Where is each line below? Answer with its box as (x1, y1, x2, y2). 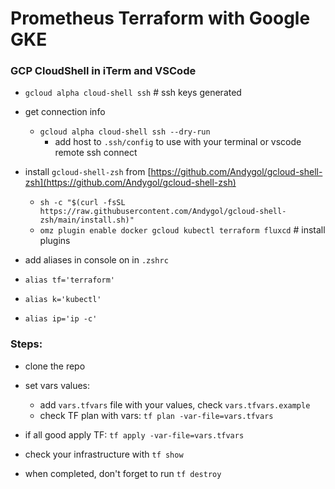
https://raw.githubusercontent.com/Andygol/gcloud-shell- (39, 207, 287, 217)
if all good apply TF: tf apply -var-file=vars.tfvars (24, 428, 245, 441)
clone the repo (24, 360, 86, 372)
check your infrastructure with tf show (24, 448, 184, 460)
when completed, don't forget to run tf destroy (24, 467, 222, 479)
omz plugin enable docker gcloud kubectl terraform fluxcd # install (39, 224, 326, 236)
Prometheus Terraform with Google (10, 7, 311, 30)
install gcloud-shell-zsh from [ (24, 166, 152, 178)
